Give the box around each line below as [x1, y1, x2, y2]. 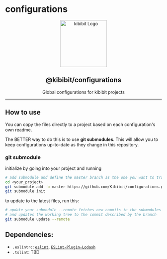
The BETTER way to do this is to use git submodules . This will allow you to [5, 136, 159, 142]
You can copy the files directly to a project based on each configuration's [5, 121, 156, 128]
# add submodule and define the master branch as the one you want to [5, 175, 155, 180]
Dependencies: [5, 231, 54, 239]
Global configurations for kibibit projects [42, 89, 125, 95]
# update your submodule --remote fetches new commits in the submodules [5, 208, 162, 213]
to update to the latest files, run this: [5, 198, 80, 204]
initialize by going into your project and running [5, 165, 102, 171]
